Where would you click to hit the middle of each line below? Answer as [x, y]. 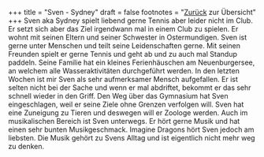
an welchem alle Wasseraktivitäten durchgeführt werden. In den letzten [124, 71]
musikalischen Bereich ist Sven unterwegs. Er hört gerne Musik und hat [124, 121]
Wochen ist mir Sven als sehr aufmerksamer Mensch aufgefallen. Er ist [123, 79]
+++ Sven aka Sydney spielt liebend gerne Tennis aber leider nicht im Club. [131, 21]
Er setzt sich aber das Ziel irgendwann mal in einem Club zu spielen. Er [123, 29]
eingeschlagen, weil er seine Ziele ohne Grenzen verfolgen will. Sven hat [126, 104]
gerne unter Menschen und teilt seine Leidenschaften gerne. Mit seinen [124, 46]
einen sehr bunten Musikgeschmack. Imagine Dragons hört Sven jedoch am [131, 129]
